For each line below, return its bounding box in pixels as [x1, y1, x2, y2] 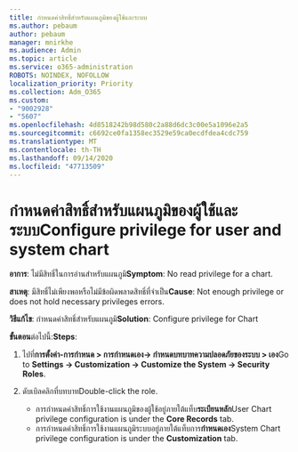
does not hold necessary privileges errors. [9, 296, 165, 307]
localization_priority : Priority [9, 79, 133, 88]
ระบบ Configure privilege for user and [9, 220, 282, 240]
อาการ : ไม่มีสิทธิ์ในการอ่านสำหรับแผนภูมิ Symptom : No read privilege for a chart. [9, 269, 273, 279]
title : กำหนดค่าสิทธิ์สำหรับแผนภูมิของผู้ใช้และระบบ [9, 12, 148, 22]
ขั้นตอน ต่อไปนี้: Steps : [9, 331, 77, 343]
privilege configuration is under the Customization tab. [35, 433, 238, 444]
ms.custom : [9, 95, 50, 105]
